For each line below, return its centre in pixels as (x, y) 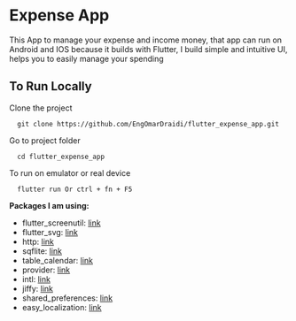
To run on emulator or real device (70, 172)
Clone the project (41, 108)
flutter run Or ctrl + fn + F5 (75, 189)
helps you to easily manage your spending (86, 58)
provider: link (46, 270)
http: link (38, 241)
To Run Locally (51, 86)
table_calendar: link (58, 260)
